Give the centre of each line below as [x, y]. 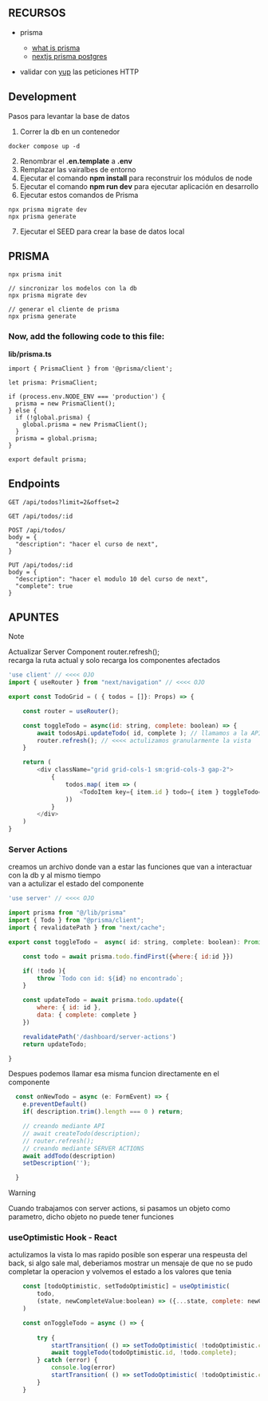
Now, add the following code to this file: [87, 337]
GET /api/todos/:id [41, 516]
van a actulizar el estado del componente [76, 884]
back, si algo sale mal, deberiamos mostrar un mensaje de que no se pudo [130, 1263]
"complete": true [44, 586]
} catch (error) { [67, 1360]
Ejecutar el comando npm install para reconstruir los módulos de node [136, 178]
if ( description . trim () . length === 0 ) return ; [103, 1112]
